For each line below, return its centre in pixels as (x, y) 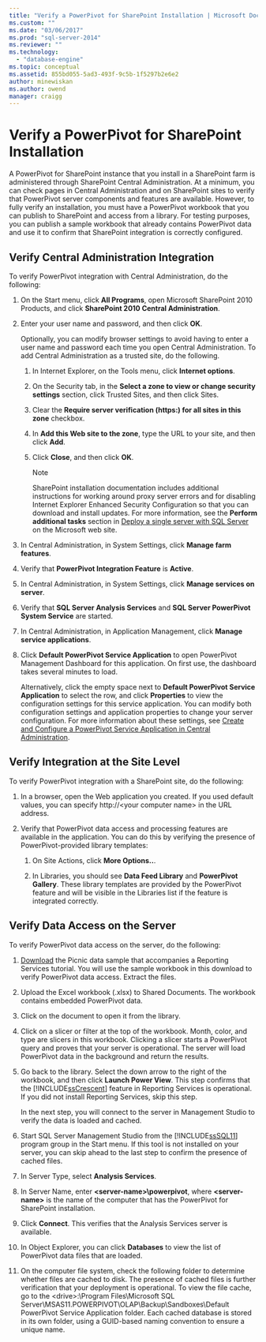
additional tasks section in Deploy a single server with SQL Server (140, 521)
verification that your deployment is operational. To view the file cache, (136, 1288)
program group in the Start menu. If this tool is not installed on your (129, 1144)
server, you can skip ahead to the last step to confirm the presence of (134, 1152)
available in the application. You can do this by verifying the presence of (138, 836)
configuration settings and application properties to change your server (137, 712)
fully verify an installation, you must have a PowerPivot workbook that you (129, 207)
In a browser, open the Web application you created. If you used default (137, 796)
